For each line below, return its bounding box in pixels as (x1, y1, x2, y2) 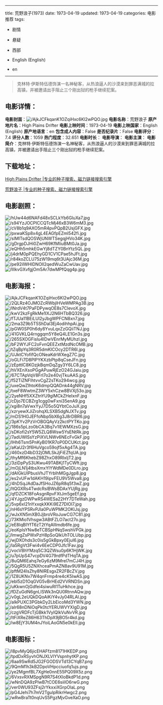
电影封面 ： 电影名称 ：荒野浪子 (5, 116, 147, 122)
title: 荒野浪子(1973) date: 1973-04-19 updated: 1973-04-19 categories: (5, 10, 147, 16)
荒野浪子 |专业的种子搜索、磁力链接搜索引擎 (5, 186, 93, 192)
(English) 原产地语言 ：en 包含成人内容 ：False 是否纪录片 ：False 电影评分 (5, 128, 151, 134)
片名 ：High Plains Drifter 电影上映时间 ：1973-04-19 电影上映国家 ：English (9, 122, 158, 128)
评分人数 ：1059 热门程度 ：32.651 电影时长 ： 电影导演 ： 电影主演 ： (12, 134, 146, 140)
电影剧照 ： (5, 202, 37, 210)
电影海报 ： (5, 282, 37, 290)
